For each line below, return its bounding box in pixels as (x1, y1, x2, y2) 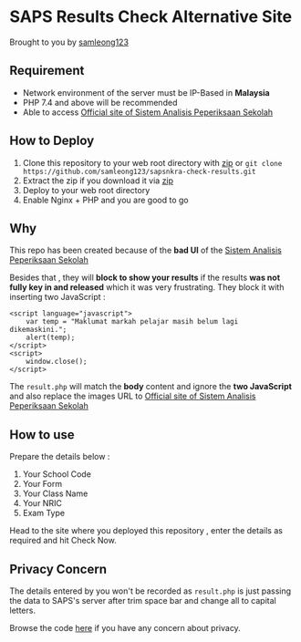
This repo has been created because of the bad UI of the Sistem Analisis (9, 244, 283, 256)
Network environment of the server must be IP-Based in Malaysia (22, 87, 271, 98)
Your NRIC (22, 498, 62, 509)
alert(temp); (26, 333, 76, 343)
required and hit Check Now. (9, 535, 117, 546)
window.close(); (26, 357, 88, 367)
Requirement (9, 63, 85, 78)
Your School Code (22, 469, 91, 480)
